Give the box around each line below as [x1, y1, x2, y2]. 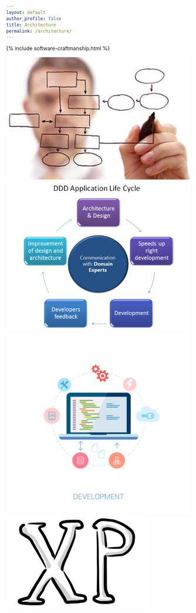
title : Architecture [6, 22, 57, 28]
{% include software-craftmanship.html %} [6, 45, 110, 52]
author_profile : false [6, 15, 62, 22]
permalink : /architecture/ [6, 28, 72, 34]
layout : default [6, 9, 46, 15]
